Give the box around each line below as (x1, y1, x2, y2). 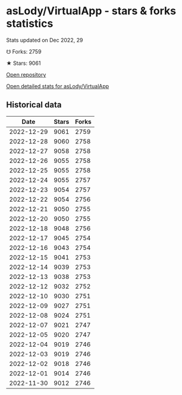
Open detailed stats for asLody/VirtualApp (6, 82, 109, 90)
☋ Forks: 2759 (6, 48, 42, 55)
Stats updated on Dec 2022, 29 (6, 36, 83, 43)
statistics (6, 17, 54, 30)
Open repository (6, 71, 46, 78)
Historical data (6, 100, 62, 110)
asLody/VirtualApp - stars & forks (6, 4, 177, 18)
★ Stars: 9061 (6, 59, 41, 67)
